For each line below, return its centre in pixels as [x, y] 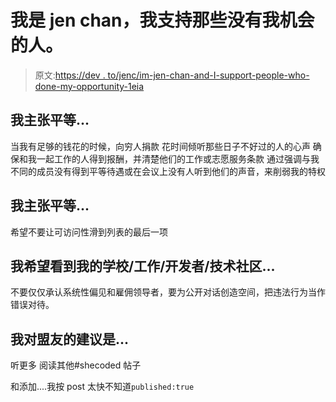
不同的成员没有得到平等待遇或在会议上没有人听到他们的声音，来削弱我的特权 [168, 171]
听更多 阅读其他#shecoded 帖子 [76, 365]
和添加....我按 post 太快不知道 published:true [102, 387]
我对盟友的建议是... [70, 339]
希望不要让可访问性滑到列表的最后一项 [89, 232]
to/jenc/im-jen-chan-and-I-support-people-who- [208, 75]
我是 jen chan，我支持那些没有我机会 [162, 20]
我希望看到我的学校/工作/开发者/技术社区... [143, 266]
